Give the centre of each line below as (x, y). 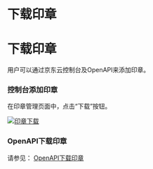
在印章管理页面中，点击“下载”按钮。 (59, 107)
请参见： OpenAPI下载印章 (46, 158)
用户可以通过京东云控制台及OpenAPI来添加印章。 (79, 70)
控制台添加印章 (33, 90)
